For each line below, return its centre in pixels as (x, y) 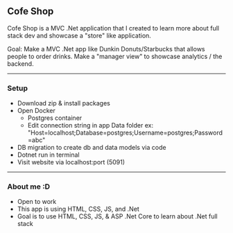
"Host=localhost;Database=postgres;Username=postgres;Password (125, 133)
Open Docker (36, 111)
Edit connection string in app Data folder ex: (90, 126)
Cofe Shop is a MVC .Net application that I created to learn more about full (113, 28)
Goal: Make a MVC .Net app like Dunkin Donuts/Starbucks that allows (106, 49)
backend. (20, 63)
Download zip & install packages (64, 103)
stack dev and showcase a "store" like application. (79, 35)
